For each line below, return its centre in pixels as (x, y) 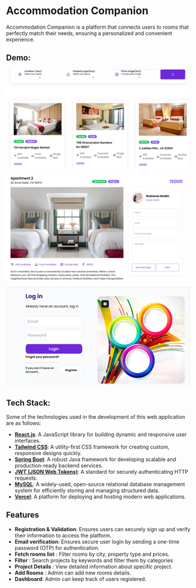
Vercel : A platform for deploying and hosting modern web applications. (100, 497)
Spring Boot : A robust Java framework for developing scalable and (95, 459)
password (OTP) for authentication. (57, 548)
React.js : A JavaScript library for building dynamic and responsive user (101, 435)
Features (23, 515)
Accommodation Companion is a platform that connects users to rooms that (97, 27)
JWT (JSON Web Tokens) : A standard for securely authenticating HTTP (101, 472)
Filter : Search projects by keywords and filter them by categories (94, 560)
